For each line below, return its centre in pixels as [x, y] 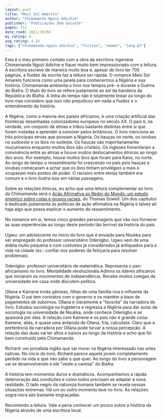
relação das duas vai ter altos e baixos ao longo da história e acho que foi [78, 333]
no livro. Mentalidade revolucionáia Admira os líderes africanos [92, 271]
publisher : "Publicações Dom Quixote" [44, 23]
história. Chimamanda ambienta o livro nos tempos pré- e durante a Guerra [80, 85]
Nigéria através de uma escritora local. [44, 410]
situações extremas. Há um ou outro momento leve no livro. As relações [77, 389]
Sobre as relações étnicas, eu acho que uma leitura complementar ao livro [79, 188]
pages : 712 [16, 28]
